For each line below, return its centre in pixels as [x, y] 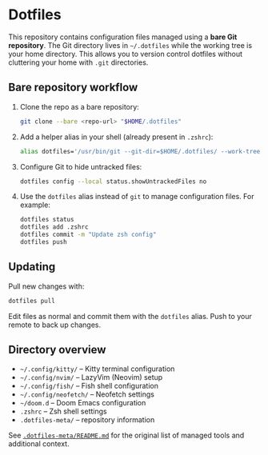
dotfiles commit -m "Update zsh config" [88, 235]
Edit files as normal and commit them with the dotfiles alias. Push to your [130, 316]
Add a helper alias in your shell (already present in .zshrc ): [116, 137]
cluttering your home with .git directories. [78, 62]
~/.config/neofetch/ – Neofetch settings [87, 394]
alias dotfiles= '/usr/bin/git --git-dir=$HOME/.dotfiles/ [118, 151]
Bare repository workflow [73, 88]
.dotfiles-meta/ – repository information [87, 420]
